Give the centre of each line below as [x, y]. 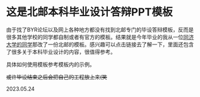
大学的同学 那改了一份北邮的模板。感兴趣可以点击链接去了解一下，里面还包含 [100, 44]
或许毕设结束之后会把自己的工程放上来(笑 [57, 77]
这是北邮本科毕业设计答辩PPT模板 [89, 12]
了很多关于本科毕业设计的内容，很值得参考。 [61, 51]
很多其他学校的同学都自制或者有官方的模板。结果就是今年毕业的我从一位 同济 [100, 37]
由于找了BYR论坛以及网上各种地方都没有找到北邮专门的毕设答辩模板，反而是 [100, 30]
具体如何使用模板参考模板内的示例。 [51, 64]
